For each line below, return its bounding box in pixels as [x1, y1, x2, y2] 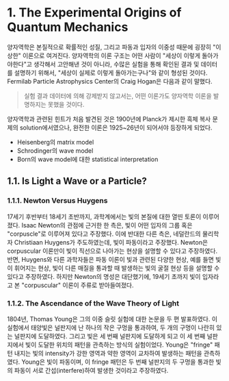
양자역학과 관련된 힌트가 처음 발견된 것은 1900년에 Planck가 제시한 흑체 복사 [7, 114, 211, 123]
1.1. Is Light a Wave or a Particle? [7, 175, 147, 187]
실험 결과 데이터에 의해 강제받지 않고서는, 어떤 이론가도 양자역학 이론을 [23, 91, 212, 100]
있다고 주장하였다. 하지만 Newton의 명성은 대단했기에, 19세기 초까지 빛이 [7, 272, 201, 280]
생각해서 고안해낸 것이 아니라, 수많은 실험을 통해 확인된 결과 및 [33, 60, 200, 68]
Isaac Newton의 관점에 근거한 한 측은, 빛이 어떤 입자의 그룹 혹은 [21, 221, 193, 229]
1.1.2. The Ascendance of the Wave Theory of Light [7, 298, 180, 308]
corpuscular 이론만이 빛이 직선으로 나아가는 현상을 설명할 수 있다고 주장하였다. [7, 247, 217, 255]
